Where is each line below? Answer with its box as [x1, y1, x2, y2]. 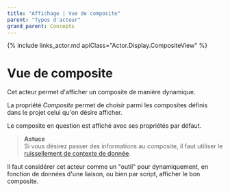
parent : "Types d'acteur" [7, 16, 81, 23]
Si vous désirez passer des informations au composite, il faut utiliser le [23, 142, 223, 150]
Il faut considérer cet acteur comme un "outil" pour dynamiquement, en [7, 163, 209, 171]
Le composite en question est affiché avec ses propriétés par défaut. [7, 122, 202, 130]
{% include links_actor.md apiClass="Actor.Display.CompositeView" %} [7, 42, 208, 50]
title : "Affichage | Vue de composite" [7, 10, 121, 17]
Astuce [23, 135, 46, 143]
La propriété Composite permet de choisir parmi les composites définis [7, 101, 208, 109]
